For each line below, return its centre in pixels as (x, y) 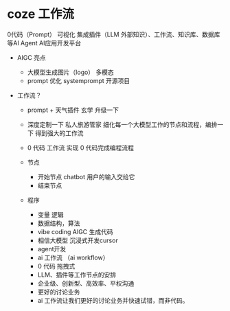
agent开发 (52, 249)
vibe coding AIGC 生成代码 (75, 231)
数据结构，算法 (59, 223)
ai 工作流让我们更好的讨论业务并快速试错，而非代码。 (113, 300)
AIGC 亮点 (31, 57)
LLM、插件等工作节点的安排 (77, 275)
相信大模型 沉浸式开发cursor (78, 240)
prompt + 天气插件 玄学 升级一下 (73, 110)
